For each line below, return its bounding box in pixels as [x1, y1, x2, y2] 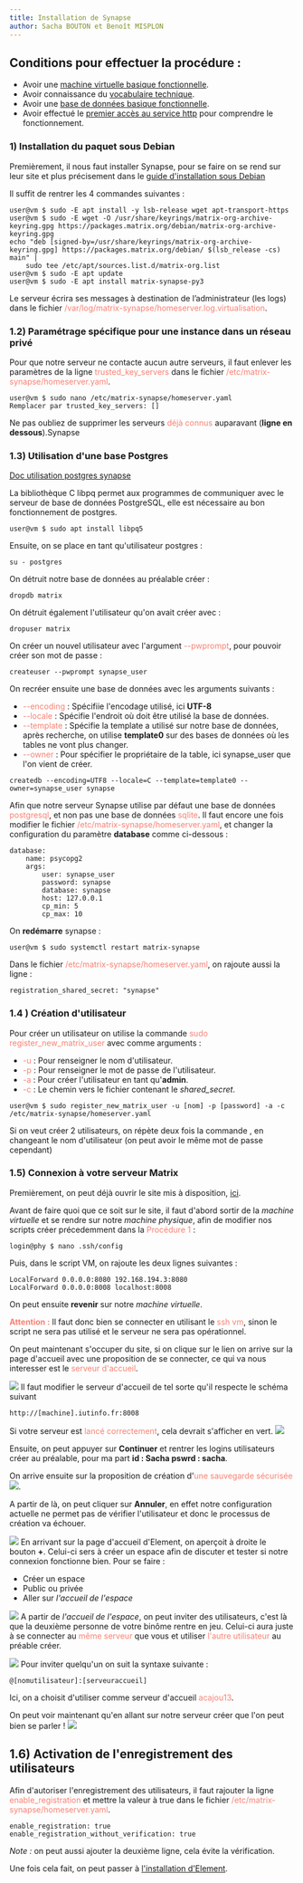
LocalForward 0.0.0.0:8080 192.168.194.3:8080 [9, 1275, 188, 1284]
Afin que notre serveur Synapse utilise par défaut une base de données [9, 800, 276, 811]
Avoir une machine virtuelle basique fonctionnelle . [22, 79, 210, 91]
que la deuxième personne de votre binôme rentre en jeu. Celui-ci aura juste [9, 1620, 294, 1631]
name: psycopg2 [25, 855, 83, 864]
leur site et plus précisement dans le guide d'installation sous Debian [9, 170, 266, 181]
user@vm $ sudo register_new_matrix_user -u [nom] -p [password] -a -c [9, 1101, 285, 1110]
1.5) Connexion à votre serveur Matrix [9, 1167, 179, 1180]
